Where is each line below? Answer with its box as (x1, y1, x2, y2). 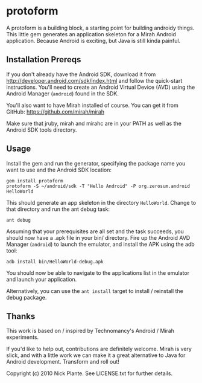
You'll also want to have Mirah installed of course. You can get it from (6, 101, 179, 109)
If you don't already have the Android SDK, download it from (6, 71, 156, 78)
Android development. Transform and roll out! (6, 358, 119, 365)
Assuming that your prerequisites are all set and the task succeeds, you (6, 228, 184, 235)
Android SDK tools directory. (6, 126, 77, 134)
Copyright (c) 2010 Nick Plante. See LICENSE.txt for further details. (6, 370, 173, 377)
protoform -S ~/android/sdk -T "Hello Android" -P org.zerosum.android (6, 183, 190, 189)
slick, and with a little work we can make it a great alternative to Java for (6, 352, 186, 359)
